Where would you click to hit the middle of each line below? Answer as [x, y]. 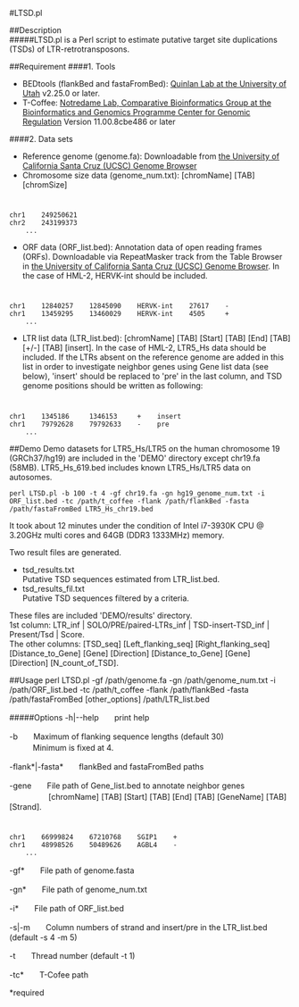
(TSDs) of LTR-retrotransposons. [70, 49]
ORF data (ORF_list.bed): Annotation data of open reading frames [142, 247]
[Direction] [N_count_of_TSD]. [64, 662]
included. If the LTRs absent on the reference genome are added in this [153, 357]
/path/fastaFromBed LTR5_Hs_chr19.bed [81, 509]
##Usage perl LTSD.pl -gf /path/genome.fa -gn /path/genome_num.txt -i [143, 680]
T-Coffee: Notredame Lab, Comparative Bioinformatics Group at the [147, 103]
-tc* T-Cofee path [49, 974]
